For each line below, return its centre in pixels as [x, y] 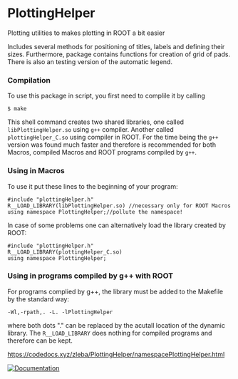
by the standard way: [38, 299]
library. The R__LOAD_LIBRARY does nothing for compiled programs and [110, 333]
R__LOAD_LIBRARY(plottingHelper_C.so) [65, 252]
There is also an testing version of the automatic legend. [90, 61]
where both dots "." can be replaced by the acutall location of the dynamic [117, 325]
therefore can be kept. [40, 341]
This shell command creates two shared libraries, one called [95, 122]
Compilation [29, 80]
